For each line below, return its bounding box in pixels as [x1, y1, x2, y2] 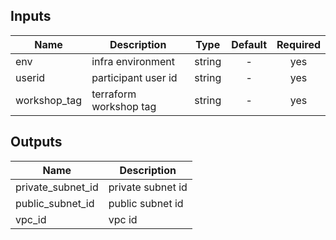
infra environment [91, 54, 175, 68]
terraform [91, 87, 137, 101]
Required [276, 37, 321, 51]
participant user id [91, 70, 178, 84]
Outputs [10, 134, 63, 151]
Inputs [10, 8, 52, 25]
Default [231, 37, 268, 51]
